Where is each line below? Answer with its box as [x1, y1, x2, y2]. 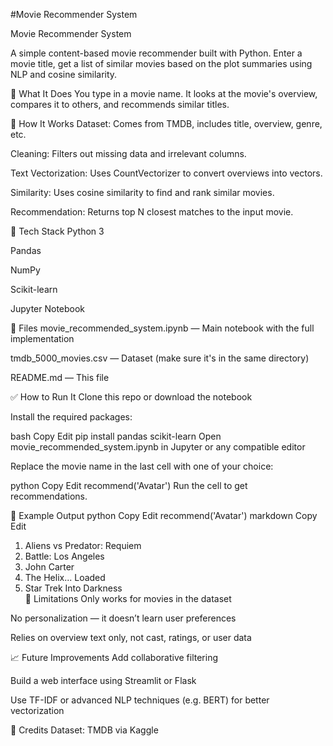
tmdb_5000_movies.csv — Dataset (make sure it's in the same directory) [10, 352, 310, 364]
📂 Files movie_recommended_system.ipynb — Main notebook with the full [10, 322, 315, 334]
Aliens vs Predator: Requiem [24, 540, 142, 551]
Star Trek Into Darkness [24, 582, 123, 594]
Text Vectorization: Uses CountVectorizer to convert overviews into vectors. [10, 167, 323, 179]
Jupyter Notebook [10, 303, 86, 314]
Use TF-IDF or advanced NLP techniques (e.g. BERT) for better [10, 694, 270, 706]
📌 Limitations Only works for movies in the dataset [24, 593, 232, 604]
